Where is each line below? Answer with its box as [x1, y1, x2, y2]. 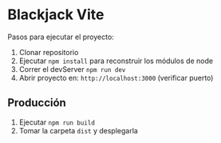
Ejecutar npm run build [18, 117, 95, 127]
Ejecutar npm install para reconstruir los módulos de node [18, 56, 213, 66]
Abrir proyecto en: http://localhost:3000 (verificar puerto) [18, 73, 214, 82]
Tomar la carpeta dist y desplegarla [18, 125, 139, 135]
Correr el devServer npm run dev [18, 64, 126, 73]
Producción [7, 96, 67, 109]
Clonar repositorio [18, 47, 79, 57]
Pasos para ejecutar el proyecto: [7, 32, 115, 42]
